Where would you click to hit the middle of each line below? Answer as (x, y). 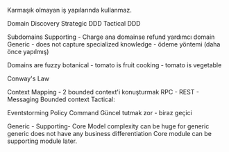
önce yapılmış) (28, 52)
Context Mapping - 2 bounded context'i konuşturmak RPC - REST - (103, 92)
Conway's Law (28, 78)
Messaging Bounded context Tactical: (61, 99)
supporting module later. (42, 141)
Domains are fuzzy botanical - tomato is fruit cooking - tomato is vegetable (114, 65)
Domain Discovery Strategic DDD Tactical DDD (74, 23)
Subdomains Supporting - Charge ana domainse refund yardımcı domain (111, 37)
